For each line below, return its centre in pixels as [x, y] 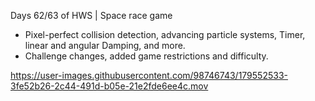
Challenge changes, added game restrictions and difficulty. [146, 56]
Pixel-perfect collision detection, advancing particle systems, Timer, [165, 34]
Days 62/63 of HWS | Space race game [91, 15]
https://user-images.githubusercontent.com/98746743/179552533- [149, 75]
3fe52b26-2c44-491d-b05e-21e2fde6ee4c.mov [109, 86]
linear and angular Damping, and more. [105, 45]
